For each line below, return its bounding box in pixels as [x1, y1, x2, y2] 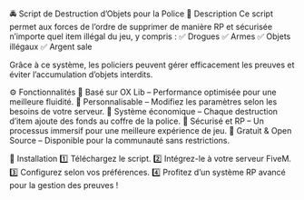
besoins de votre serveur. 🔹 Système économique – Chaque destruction [9, 106, 279, 116]
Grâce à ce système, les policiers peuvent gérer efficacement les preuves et [9, 59, 295, 70]
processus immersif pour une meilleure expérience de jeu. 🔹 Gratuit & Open [9, 125, 292, 135]
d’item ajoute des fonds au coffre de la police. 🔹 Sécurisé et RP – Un [9, 115, 265, 126]
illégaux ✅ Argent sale [9, 41, 93, 52]
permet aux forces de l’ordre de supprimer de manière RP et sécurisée [9, 22, 273, 32]
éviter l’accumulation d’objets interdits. [9, 69, 153, 80]
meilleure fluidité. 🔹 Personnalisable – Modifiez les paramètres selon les [9, 96, 278, 107]
